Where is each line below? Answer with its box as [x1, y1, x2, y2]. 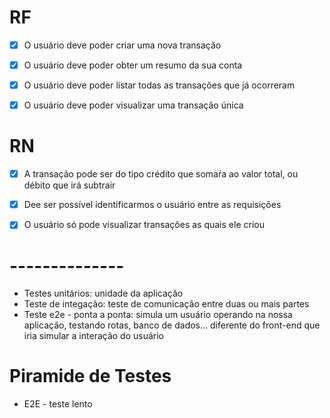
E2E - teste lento [23, 398, 93, 410]
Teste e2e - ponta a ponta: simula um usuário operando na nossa [23, 309, 293, 321]
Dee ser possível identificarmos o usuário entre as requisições [23, 199, 282, 211]
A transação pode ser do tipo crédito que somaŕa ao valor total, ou [23, 168, 299, 180]
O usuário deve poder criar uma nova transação [23, 39, 222, 51]
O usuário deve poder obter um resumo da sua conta [23, 59, 243, 71]
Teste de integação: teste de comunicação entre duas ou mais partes [23, 298, 310, 310]
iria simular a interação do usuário [23, 330, 164, 342]
